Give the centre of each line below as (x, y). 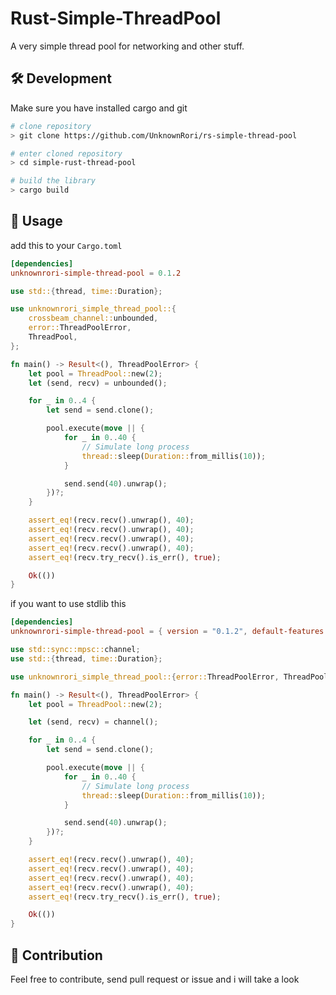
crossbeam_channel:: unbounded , (93, 318)
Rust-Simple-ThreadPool (116, 18)
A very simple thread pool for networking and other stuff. (127, 46)
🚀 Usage (36, 221)
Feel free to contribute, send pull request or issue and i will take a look (155, 979)
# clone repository (51, 126)
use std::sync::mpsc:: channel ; (75, 650)
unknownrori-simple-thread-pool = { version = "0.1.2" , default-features (167, 632)
